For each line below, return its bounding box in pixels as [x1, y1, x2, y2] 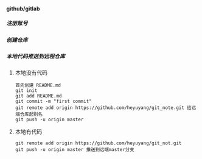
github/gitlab [6, 5, 41, 12]
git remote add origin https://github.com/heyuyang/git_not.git [15, 140, 182, 146]
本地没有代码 [15, 69, 47, 76]
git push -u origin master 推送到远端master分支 [15, 147, 135, 153]
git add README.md [15, 93, 62, 99]
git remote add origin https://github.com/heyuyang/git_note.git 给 [15, 105, 192, 111]
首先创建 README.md [15, 82, 61, 88]
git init [15, 88, 38, 94]
